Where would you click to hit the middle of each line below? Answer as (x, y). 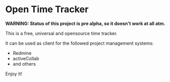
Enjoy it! (14, 74)
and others (24, 64)
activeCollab (26, 58)
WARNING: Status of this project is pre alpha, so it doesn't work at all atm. (85, 23)
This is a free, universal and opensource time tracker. (61, 33)
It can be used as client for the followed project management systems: (80, 43)
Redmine (22, 53)
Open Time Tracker (47, 9)
